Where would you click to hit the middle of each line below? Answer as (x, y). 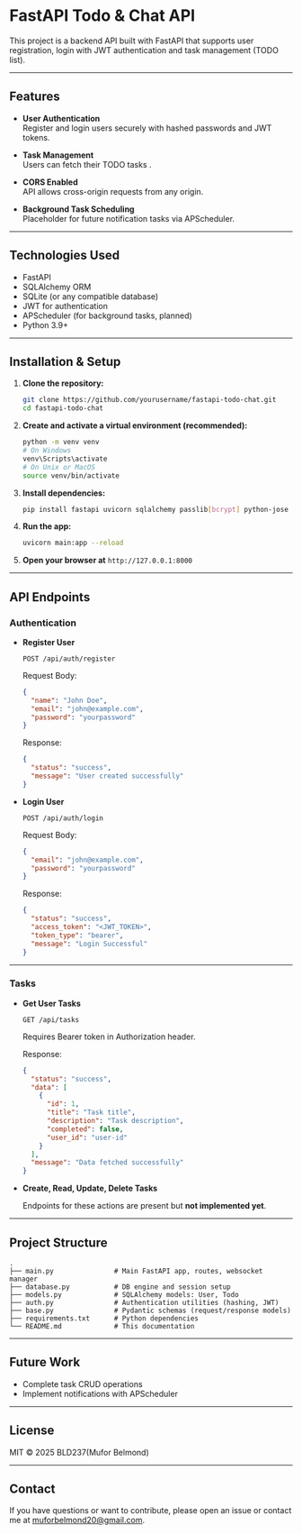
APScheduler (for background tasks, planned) (107, 315)
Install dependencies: (64, 493)
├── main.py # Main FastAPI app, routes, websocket (136, 1272)
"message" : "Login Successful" (89, 944)
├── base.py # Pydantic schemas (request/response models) (151, 1311)
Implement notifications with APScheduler (100, 1393)
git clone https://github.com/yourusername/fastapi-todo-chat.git (149, 400)
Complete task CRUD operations (82, 1383)
